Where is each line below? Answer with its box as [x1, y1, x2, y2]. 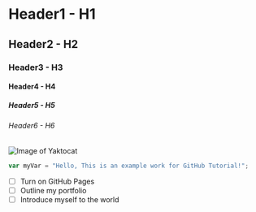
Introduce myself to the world [20, 194, 119, 204]
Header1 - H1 [8, 5, 96, 24]
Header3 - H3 [8, 62, 63, 73]
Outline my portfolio [20, 185, 87, 195]
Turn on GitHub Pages [20, 176, 95, 186]
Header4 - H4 [8, 82, 56, 92]
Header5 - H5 [8, 100, 55, 110]
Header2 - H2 [8, 37, 79, 51]
